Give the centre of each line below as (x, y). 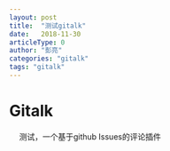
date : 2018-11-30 (45, 34)
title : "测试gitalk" (48, 26)
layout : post (33, 17)
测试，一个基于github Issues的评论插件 (90, 136)
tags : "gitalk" (37, 68)
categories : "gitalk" (49, 59)
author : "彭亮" (36, 51)
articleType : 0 (37, 42)
